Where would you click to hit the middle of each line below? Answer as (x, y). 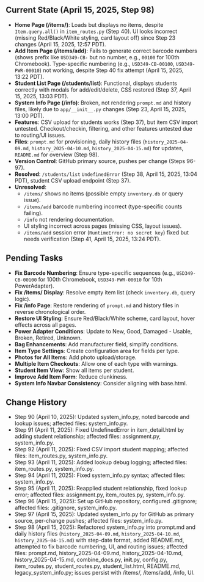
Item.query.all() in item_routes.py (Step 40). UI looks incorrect (96, 31)
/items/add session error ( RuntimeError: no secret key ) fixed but (106, 232)
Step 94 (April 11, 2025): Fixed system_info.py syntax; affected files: (100, 475)
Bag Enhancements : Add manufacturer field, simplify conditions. (96, 344)
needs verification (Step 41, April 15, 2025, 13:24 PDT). (92, 239)
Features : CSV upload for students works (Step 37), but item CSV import (106, 122)
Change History (36, 402)
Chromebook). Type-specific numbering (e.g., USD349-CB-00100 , (94, 64)
